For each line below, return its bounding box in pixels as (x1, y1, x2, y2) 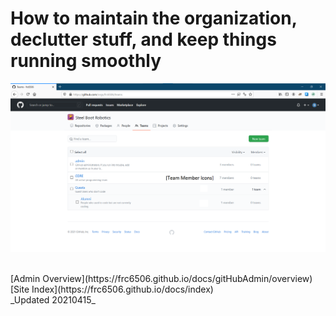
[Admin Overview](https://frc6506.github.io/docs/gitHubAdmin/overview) (10, 273, 313, 285)
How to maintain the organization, (10, 7, 298, 30)
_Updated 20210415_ (10, 294, 96, 306)
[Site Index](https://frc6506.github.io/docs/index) (10, 283, 214, 296)
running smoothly (10, 50, 162, 72)
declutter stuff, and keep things (10, 28, 277, 51)
